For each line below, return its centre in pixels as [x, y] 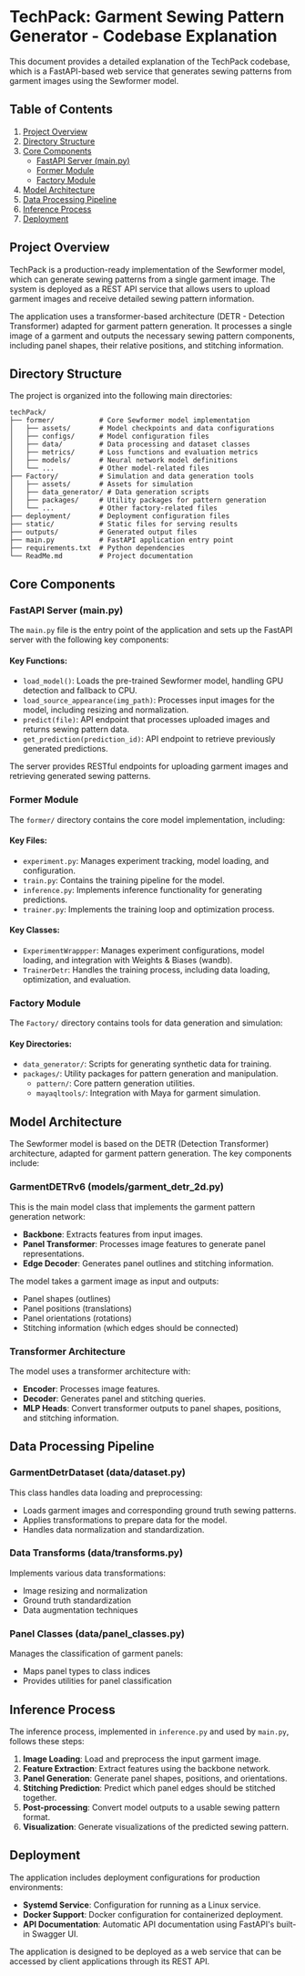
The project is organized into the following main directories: [121, 396]
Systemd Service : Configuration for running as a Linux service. [142, 1905]
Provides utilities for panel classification [97, 1681]
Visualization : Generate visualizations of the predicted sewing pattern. [156, 1826]
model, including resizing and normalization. [106, 710]
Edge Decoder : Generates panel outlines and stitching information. [148, 1263]
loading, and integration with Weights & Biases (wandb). [127, 960]
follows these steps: [47, 1741]
